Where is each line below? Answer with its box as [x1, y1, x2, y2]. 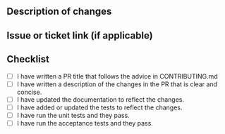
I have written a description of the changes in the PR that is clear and [16, 80, 218, 88]
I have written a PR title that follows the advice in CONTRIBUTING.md [16, 72, 218, 80]
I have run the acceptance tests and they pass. [16, 119, 153, 127]
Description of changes [6, 6, 112, 18]
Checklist [6, 53, 50, 65]
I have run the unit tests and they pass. [16, 111, 130, 119]
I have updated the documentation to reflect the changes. [16, 95, 185, 104]
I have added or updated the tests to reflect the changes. [16, 103, 183, 112]
